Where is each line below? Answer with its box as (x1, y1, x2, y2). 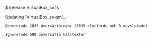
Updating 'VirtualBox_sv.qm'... (5, 14, 67, 20)
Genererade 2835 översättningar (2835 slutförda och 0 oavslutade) (5, 23, 148, 28)
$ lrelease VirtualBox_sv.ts (5, 5, 59, 10)
